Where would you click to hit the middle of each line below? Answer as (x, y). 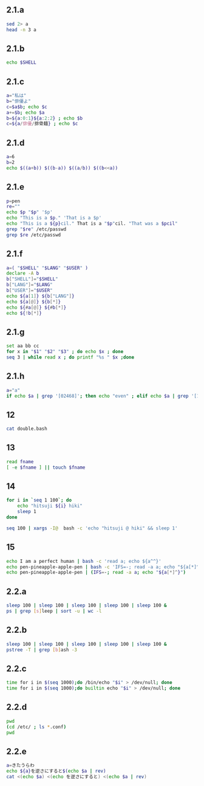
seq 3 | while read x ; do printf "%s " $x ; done (70, 357)
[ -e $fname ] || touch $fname (46, 467)
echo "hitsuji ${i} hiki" (50, 506)
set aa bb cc (23, 346)
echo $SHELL (21, 63)
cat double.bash (27, 429)
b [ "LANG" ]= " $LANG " (29, 285)
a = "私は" (16, 96)
